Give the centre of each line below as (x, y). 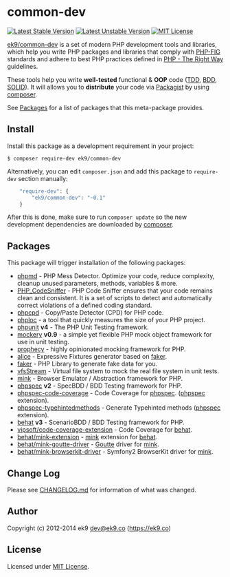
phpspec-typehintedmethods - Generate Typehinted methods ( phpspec (119, 408)
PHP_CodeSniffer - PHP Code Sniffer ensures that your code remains (115, 291)
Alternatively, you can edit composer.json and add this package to (100, 171)
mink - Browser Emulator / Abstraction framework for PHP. (100, 379)
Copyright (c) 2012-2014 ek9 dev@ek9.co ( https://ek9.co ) (89, 528)
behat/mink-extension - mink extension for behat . (87, 437)
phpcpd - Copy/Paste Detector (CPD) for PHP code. (90, 313)
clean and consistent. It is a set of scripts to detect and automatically (114, 298)
